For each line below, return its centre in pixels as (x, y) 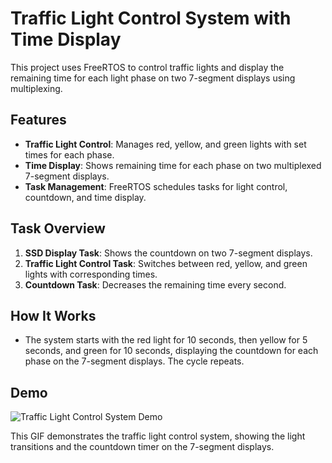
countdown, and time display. (85, 197)
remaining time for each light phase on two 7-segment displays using (153, 78)
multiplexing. (36, 88)
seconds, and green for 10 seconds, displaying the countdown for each (171, 351)
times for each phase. (69, 154)
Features (38, 120)
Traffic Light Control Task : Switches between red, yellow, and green (166, 263)
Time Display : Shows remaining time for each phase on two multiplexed (173, 165)
